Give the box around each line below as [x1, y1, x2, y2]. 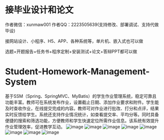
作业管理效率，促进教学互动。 [5, 123, 65, 130]
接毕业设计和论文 [5, 4, 74, 16]
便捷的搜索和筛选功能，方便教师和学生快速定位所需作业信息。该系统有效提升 [5, 117, 159, 123]
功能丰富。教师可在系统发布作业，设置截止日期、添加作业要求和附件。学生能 [5, 99, 159, 105]
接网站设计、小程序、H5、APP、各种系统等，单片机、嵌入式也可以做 [5, 38, 143, 44]
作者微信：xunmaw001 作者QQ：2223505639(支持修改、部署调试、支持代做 [5, 22, 159, 27]
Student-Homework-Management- [5, 66, 150, 77]
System [5, 76, 37, 88]
